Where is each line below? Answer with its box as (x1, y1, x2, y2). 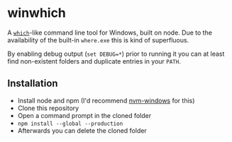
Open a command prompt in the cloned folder (17, 111, 152, 119)
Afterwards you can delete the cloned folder (17, 126, 147, 135)
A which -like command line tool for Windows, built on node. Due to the (7, 28, 213, 37)
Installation (7, 78, 58, 90)
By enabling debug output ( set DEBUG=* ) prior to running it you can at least (7, 49, 225, 58)
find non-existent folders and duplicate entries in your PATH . (7, 57, 181, 65)
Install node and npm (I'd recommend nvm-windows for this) (17, 96, 195, 105)
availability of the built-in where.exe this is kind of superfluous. (7, 35, 189, 44)
